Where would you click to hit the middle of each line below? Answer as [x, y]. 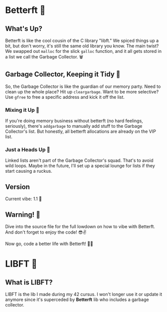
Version [17, 187]
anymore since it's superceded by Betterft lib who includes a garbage [77, 300]
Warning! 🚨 [23, 214]
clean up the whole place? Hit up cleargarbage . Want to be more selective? [82, 91]
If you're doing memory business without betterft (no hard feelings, [74, 121]
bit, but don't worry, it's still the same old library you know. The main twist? [82, 46]
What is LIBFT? [29, 282]
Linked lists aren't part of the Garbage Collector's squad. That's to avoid [79, 160]
